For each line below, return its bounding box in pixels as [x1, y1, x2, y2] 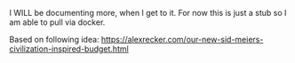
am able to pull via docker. [9, 17, 106, 28]
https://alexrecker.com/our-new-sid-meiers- [100, 35, 264, 44]
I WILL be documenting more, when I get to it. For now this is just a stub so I [9, 8, 287, 18]
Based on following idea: [9, 35, 100, 44]
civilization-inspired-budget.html [9, 43, 129, 54]
